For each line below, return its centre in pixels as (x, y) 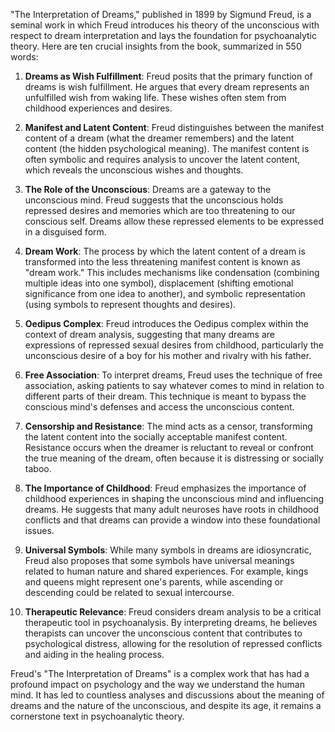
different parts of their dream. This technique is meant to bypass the (165, 396)
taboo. (38, 468)
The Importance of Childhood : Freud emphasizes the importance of (165, 488)
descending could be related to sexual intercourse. (129, 592)
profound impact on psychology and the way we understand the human (157, 684)
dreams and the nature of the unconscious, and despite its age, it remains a (166, 705)
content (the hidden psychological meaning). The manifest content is (167, 148)
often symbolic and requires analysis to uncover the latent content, (162, 159)
